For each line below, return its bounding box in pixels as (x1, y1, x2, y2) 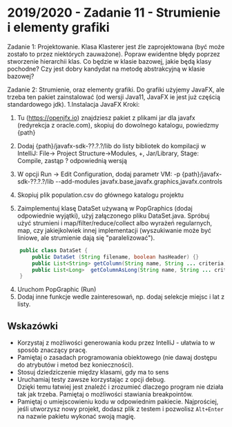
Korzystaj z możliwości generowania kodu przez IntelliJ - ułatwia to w (17, 338, 215, 347)
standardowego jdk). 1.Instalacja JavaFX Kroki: (7, 100, 140, 108)
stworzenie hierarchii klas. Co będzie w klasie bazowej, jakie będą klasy (7, 57, 212, 65)
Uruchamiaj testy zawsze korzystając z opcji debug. (17, 376, 166, 384)
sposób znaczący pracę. (17, 346, 88, 354)
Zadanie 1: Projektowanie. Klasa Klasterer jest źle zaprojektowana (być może (7, 42, 225, 51)
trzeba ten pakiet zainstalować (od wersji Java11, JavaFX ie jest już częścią (7, 92, 221, 101)
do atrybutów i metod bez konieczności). (17, 360, 134, 369)
